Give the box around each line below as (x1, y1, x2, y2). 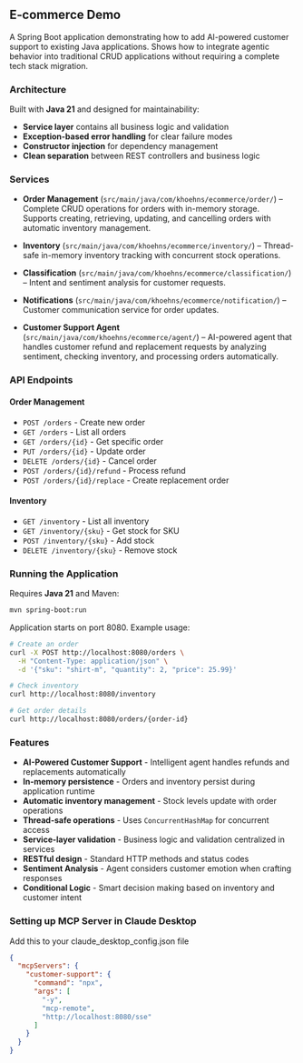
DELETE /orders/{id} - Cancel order (22, 455, 157, 466)
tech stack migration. (9, 60, 89, 71)
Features (9, 736, 50, 748)
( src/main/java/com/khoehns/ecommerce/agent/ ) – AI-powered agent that (22, 332, 292, 343)
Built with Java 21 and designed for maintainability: (9, 104, 200, 115)
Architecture (9, 83, 67, 95)
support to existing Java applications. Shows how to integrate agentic (9, 41, 270, 52)
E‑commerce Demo (9, 7, 121, 23)
